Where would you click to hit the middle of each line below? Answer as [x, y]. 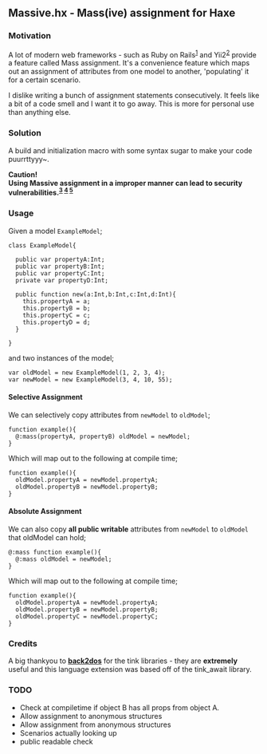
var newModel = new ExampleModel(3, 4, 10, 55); [90, 379]
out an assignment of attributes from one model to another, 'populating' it [129, 72]
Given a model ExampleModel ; [55, 231]
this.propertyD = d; [57, 322]
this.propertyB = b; [57, 308]
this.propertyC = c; [57, 315]
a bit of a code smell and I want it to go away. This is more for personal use [132, 104]
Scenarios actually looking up [68, 732]
